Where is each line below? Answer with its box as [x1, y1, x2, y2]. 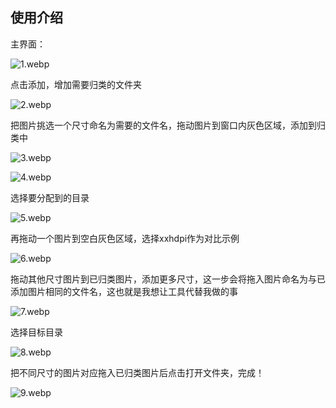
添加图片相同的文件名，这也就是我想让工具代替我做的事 [10, 285, 238, 297]
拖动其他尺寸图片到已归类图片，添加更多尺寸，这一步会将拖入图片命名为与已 [10, 273, 326, 285]
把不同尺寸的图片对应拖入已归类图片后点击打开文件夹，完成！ [10, 366, 265, 378]
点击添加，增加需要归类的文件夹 [10, 78, 142, 90]
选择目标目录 [10, 326, 63, 338]
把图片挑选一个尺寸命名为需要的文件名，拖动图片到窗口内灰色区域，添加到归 [10, 119, 326, 131]
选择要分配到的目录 [10, 191, 90, 203]
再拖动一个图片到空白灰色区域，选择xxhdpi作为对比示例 [10, 232, 240, 244]
